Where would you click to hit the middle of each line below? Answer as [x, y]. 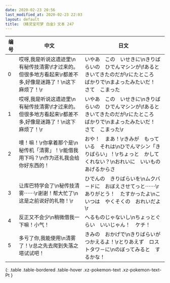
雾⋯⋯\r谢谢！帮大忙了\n [49, 194]
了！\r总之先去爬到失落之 [49, 246]
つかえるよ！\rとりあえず [114, 242]
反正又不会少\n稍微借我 [47, 217]
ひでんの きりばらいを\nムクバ [122, 179]
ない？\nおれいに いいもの [128, 162]
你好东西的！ [34, 166]
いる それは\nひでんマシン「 [120, 147]
